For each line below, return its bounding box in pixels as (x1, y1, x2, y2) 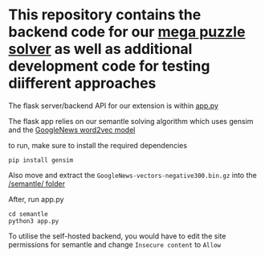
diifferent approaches (8, 74, 157, 93)
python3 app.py (8, 217, 59, 225)
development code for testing (8, 57, 210, 76)
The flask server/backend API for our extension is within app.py (8, 101, 219, 110)
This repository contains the (8, 6, 202, 24)
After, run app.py (8, 194, 64, 204)
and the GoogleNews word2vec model (8, 125, 136, 135)
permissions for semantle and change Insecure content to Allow (8, 239, 222, 249)
